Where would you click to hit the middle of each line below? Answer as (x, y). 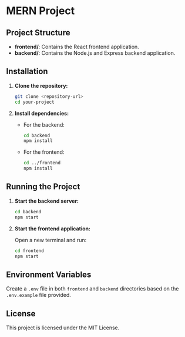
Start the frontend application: (53, 229)
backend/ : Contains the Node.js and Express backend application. (95, 53)
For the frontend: (44, 152)
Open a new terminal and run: (51, 240)
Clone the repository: (41, 85)
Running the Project (43, 187)
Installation (27, 72)
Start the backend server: (47, 201)
